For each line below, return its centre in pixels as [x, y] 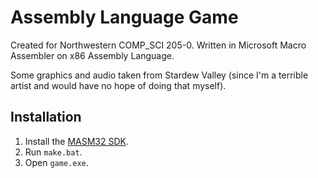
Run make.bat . [53, 152]
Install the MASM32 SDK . [77, 141]
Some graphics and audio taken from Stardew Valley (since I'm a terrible [159, 75]
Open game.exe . [56, 162]
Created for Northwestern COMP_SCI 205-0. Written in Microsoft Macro [158, 45]
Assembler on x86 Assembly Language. [92, 55]
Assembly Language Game [124, 17]
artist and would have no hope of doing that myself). [118, 85]
